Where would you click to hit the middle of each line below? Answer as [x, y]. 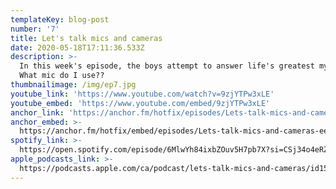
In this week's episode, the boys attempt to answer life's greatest [167, 66]
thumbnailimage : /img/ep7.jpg [73, 85]
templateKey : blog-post [60, 19]
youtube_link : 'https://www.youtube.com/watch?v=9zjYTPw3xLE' [142, 94]
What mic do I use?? [62, 76]
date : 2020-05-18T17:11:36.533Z [77, 47]
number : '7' [35, 29]
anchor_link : [37, 112]
